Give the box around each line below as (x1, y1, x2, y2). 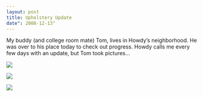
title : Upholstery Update (6, 15, 72, 21)
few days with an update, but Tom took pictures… (6, 50, 131, 57)
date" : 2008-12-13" (6, 20, 56, 26)
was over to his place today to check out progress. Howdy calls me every (6, 43, 190, 50)
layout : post (6, 8, 40, 15)
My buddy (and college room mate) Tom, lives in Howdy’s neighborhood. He (6, 37, 198, 44)
